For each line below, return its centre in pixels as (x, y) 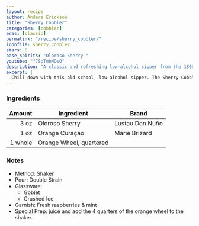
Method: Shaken (35, 173)
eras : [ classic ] (26, 34)
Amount (21, 114)
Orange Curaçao (61, 133)
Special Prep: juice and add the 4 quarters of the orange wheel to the (99, 211)
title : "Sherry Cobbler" (37, 22)
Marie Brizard (133, 133)
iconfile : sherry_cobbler (38, 45)
